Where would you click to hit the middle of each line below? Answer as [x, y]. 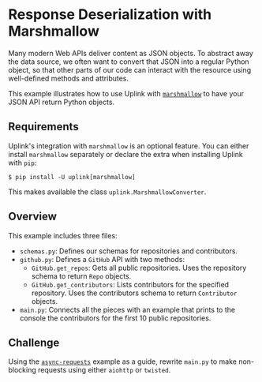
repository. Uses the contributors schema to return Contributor [134, 293]
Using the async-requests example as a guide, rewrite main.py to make [122, 361]
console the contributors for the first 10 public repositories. [115, 318]
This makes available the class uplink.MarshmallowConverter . [107, 192]
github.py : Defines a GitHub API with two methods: [102, 259]
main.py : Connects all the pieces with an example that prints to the [127, 309]
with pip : [22, 163]
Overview [33, 217]
